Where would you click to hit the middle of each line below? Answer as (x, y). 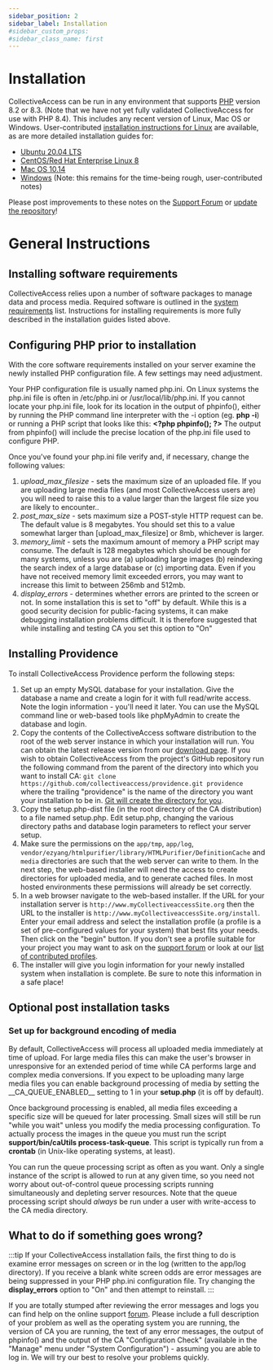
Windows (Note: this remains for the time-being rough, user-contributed (141, 178)
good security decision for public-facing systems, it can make (124, 611)
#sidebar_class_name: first (56, 39)
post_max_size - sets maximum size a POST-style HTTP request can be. (141, 516)
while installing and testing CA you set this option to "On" (117, 628)
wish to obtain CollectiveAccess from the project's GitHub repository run (142, 758)
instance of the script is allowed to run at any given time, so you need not (132, 1175)
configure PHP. (34, 441)
